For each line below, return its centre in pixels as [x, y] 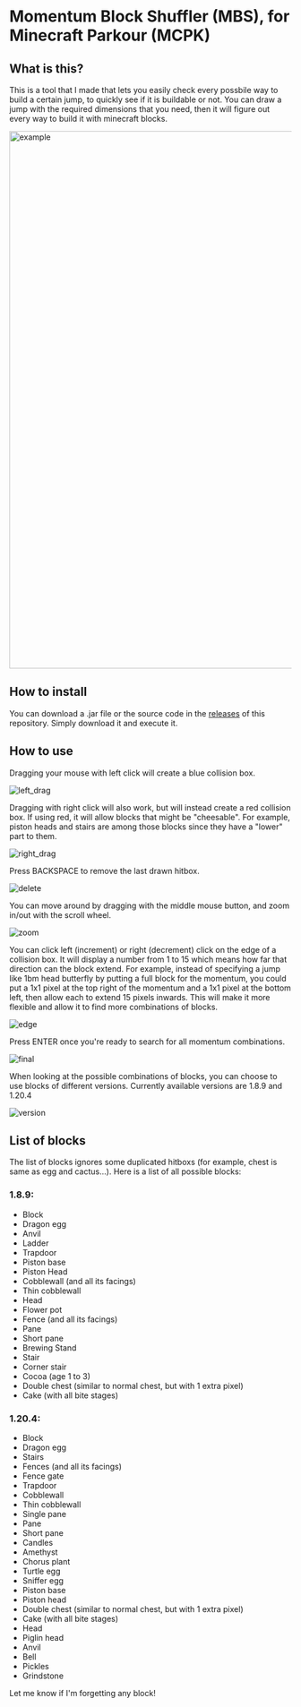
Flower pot [42, 1309]
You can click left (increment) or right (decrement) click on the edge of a [143, 949]
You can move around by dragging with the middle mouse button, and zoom [149, 905]
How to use [41, 751]
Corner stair [44, 1367]
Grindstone [43, 1676]
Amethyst [40, 1552]
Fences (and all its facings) [72, 1467]
